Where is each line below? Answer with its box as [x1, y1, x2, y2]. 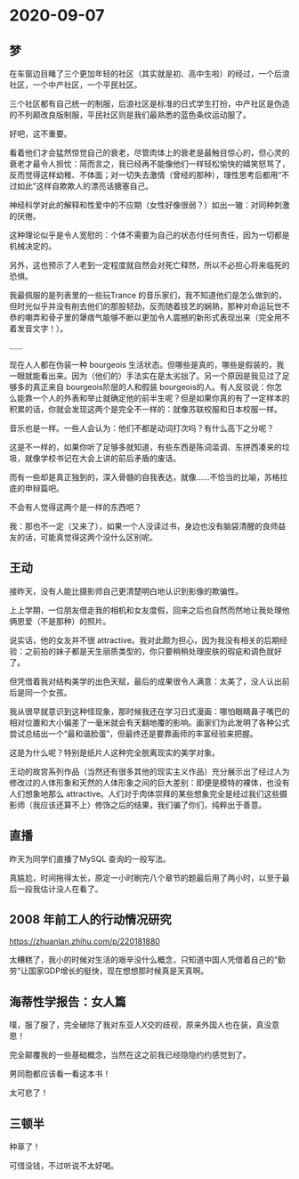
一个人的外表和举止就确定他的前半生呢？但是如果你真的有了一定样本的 [32, 393, 290, 403]
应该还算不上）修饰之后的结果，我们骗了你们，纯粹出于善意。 [39, 799, 267, 810]
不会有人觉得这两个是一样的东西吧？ [9, 502, 142, 512]
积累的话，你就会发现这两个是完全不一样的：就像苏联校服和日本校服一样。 [9, 404, 282, 414]
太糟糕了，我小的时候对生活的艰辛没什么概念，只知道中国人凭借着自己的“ [9, 955, 279, 965]
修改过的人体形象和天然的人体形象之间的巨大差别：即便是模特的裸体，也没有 [9, 777, 290, 788]
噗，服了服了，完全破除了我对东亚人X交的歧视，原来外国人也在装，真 [9, 1020, 264, 1030]
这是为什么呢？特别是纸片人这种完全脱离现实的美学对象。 [9, 747, 220, 758]
